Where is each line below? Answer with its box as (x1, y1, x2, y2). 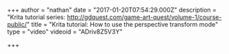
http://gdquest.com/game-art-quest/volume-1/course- (66, 13, 222, 21)
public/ (7, 21, 28, 28)
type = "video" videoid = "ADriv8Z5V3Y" (7, 27, 123, 36)
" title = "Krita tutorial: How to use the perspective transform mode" (26, 21, 219, 28)
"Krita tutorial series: (7, 13, 66, 21)
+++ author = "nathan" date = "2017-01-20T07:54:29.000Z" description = (7, 6, 217, 14)
